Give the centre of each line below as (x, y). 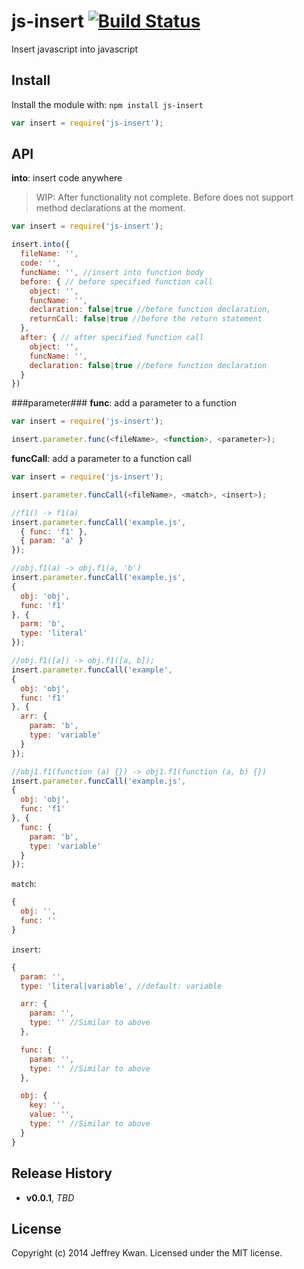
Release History (62, 1173)
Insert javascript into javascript (75, 49)
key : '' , (47, 1105)
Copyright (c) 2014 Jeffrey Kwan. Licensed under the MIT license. (147, 1253)
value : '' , (52, 1115)
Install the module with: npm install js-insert (107, 104)
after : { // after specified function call (112, 338)
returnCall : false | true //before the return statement (146, 319)
